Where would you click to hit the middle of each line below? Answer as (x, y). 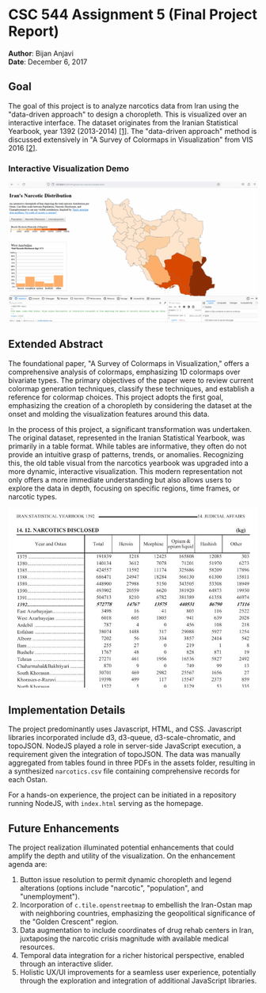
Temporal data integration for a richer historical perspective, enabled (132, 956)
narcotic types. (33, 496)
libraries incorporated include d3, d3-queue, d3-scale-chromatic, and (122, 738)
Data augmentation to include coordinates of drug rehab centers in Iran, (137, 930)
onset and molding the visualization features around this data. (109, 414)
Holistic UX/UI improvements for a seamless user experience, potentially (138, 972)
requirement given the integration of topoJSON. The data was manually (125, 754)
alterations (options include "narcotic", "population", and (112, 888)
